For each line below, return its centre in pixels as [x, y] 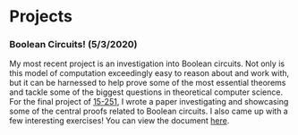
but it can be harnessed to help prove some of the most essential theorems [148, 83]
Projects [41, 17]
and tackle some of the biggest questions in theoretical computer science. [146, 92]
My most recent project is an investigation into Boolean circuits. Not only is [147, 63]
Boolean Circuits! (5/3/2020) [73, 45]
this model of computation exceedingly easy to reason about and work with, [149, 73]
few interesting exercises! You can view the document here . [119, 121]
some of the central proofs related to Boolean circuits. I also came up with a [149, 111]
